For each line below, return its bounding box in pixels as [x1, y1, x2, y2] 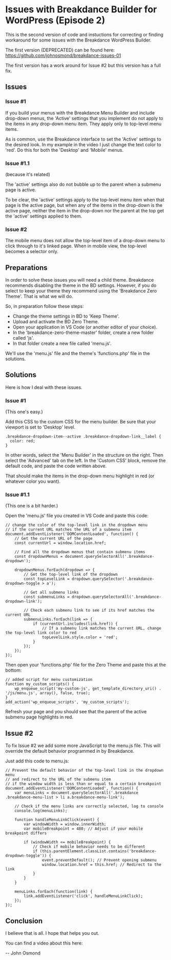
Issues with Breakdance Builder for [5, 4, 157, 15]
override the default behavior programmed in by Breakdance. [5, 748, 135, 754]
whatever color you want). [5, 478, 60, 484]
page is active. [5, 186, 36, 193]
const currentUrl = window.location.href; [14, 540, 106, 546]
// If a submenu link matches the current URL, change [41, 626, 161, 631]
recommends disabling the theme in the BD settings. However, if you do [5, 282, 157, 288]
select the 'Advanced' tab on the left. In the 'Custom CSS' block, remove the [5, 458, 166, 464]
